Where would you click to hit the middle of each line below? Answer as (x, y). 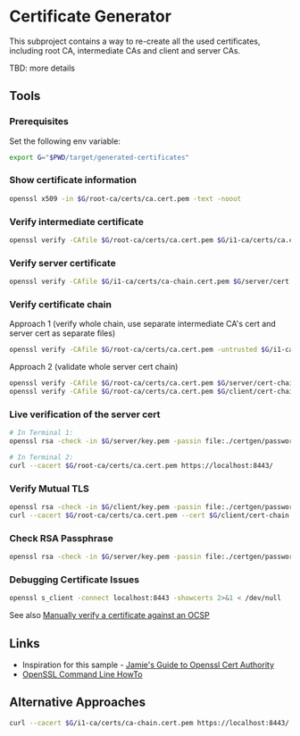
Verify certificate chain (60, 304)
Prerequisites (39, 121)
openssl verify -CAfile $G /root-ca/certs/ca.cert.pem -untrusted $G (139, 350)
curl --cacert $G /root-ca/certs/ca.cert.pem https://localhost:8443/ (142, 465)
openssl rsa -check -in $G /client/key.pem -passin (105, 507)
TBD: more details (42, 68)
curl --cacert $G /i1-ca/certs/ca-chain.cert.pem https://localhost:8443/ (150, 723)
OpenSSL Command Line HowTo (82, 674)
